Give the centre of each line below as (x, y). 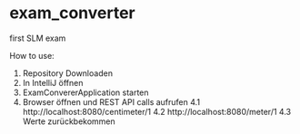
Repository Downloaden (68, 73)
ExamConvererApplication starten (85, 92)
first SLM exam (38, 38)
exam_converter (73, 13)
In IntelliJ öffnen (53, 82)
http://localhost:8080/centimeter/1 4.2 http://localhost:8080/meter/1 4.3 (157, 111)
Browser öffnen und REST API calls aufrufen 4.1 (111, 101)
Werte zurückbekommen (69, 121)
